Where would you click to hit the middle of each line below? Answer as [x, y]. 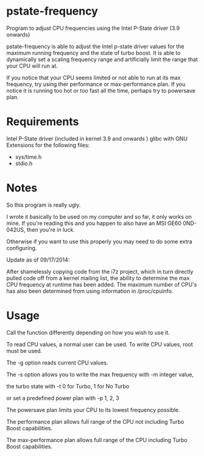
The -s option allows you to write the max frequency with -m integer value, [100, 374]
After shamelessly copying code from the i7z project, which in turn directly [100, 271]
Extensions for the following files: [48, 145]
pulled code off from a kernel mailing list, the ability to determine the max [98, 278]
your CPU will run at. [32, 66]
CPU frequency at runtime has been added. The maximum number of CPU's [102, 284]
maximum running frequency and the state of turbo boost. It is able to [93, 52]
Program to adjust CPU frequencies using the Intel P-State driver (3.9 [93, 28]
